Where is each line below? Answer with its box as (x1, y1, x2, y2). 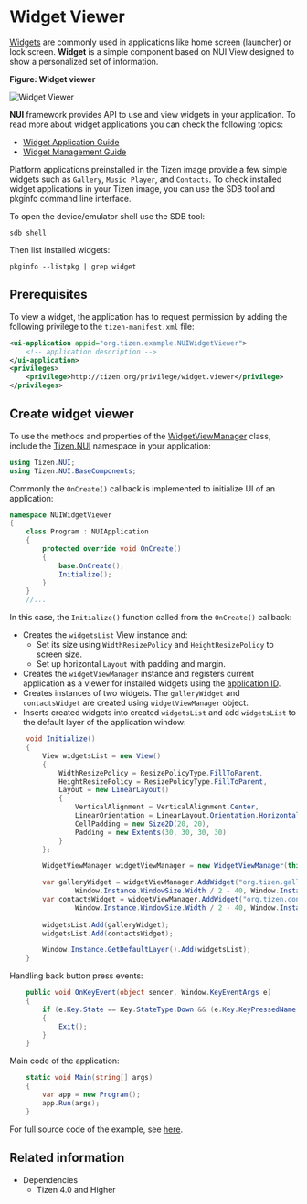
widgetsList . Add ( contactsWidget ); (42, 929, 174, 938)
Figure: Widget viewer (9, 73, 96, 84)
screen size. (36, 649, 83, 660)
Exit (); (58, 1021, 89, 1031)
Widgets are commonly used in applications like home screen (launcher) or (9, 37, 292, 48)
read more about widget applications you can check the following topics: (9, 119, 283, 130)
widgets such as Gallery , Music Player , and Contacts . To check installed (9, 174, 282, 185)
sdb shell (9, 228, 48, 238)
